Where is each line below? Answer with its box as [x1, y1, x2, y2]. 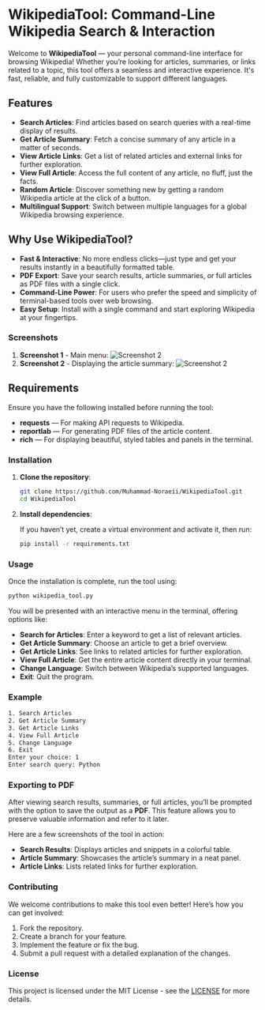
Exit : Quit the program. [19, 672, 95, 681]
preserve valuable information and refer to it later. [8, 814, 170, 823]
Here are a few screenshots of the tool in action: [8, 830, 165, 839]
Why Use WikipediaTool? [8, 233, 134, 247]
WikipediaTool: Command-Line [8, 6, 215, 24]
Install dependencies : [19, 509, 92, 518]
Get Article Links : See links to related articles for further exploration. [19, 646, 243, 656]
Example [8, 692, 43, 703]
